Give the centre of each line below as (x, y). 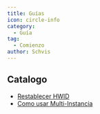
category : (21, 26)
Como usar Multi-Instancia (55, 103)
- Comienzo (29, 45)
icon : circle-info (33, 20)
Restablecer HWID (43, 96)
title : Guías (26, 13)
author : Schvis (29, 52)
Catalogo (27, 80)
